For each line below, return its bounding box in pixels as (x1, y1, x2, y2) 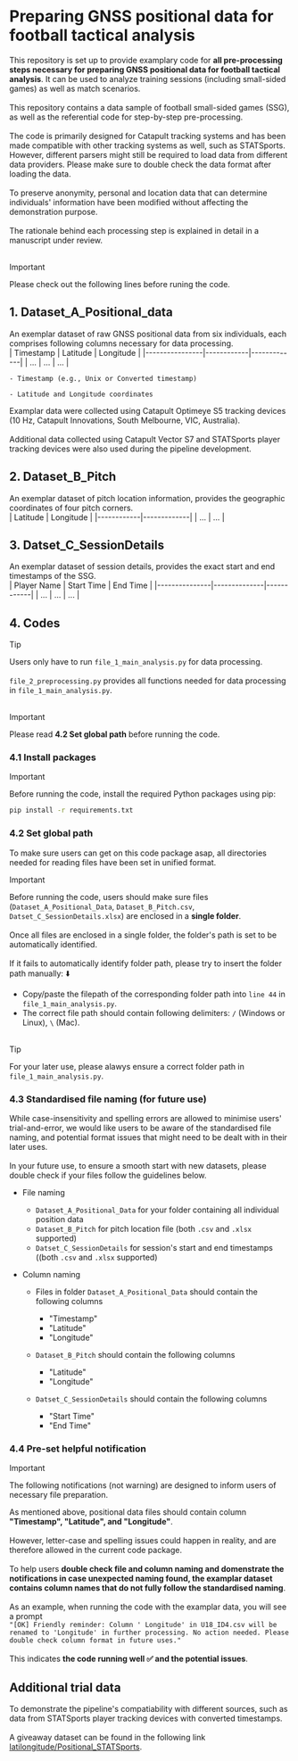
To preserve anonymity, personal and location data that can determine (9, 187, 268, 198)
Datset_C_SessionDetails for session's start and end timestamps (35, 1242, 274, 1253)
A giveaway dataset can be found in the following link (9, 1732, 206, 1743)
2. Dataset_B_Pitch (9, 469, 117, 484)
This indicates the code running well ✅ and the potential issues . (9, 1653, 248, 1665)
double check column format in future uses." (9, 1636, 181, 1645)
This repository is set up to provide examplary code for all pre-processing (9, 54, 283, 65)
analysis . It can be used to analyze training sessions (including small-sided (9, 73, 286, 84)
